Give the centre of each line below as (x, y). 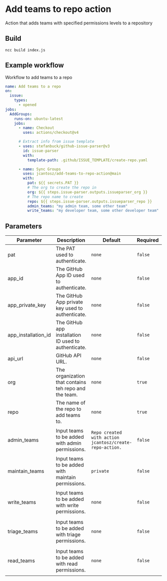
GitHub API (68, 356)
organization (70, 376)
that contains (71, 383)
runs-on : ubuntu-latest (39, 119)
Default (112, 240)
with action (105, 438)
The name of (70, 403)
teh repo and (71, 388)
